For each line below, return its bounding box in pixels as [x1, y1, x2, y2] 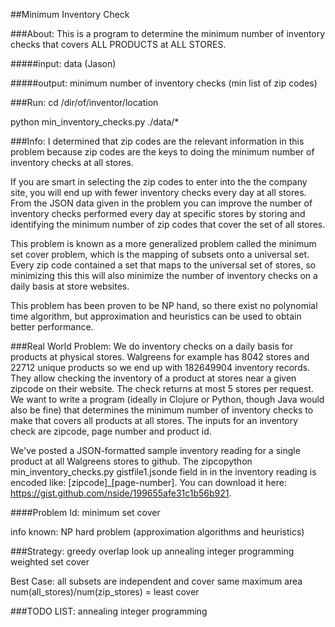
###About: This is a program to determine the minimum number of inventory [10, 28, 326, 39]
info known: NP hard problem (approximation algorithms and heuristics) [10, 526, 305, 538]
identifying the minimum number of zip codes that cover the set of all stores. [10, 219, 326, 230]
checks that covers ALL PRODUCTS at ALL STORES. [10, 39, 227, 50]
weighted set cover [10, 556, 90, 568]
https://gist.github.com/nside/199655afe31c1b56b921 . [10, 487, 232, 499]
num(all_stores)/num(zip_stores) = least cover [10, 586, 200, 598]
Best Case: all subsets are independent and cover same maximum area [10, 575, 303, 587]
